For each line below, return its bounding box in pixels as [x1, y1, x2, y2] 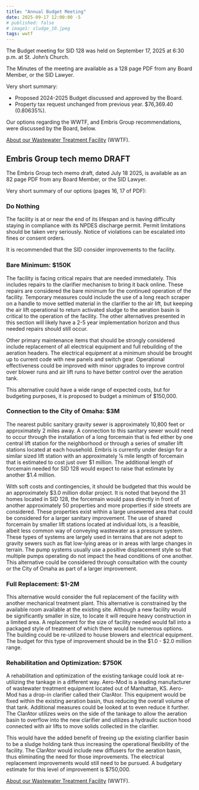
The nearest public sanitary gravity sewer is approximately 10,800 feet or [6, 421, 185, 428]
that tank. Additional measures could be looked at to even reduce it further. [6, 704, 190, 711]
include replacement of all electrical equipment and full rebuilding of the [6, 343, 183, 350]
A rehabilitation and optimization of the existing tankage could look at [6, 672, 176, 679]
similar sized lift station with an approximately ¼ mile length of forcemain [6, 452, 184, 459]
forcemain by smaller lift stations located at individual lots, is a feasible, [6, 521, 180, 528]
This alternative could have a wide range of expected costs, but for [6, 386, 170, 393]
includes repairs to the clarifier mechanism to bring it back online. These [6, 281, 184, 288]
